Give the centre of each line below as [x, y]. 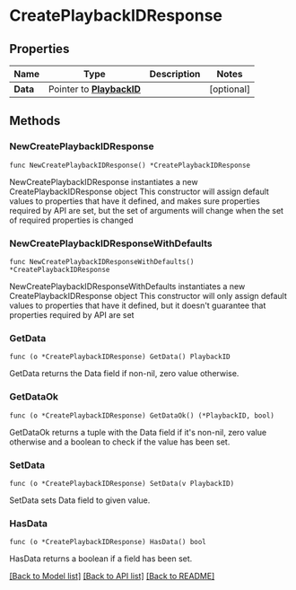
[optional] [230, 89]
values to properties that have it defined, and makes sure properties [135, 201]
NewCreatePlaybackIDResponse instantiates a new [104, 181]
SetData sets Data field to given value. [80, 500]
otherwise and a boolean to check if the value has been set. [120, 442]
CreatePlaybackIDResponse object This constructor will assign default [139, 191]
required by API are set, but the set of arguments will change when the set [147, 210]
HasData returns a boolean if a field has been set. [101, 559]
